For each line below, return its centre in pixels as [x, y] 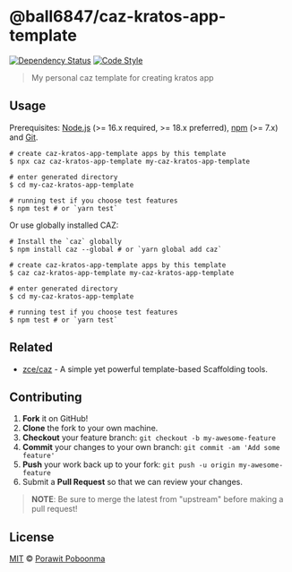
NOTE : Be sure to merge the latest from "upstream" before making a [157, 499]
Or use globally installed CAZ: [64, 225]
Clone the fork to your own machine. [90, 429]
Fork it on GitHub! [55, 419]
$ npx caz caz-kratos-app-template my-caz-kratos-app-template [130, 161]
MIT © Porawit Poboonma [57, 559]
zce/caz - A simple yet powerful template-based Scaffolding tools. [145, 368]
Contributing [46, 397]
